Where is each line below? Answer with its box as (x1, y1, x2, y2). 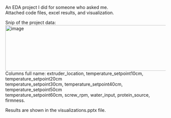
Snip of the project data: (5, 20, 56, 25)
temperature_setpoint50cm (5, 87, 62, 93)
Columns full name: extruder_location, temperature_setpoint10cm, (5, 70, 144, 76)
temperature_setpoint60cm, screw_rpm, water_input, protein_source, (5, 92, 150, 98)
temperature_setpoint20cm (5, 76, 63, 82)
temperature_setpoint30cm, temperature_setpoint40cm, (5, 81, 123, 87)
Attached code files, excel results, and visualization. (5, 10, 115, 16)
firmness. (5, 97, 25, 103)
